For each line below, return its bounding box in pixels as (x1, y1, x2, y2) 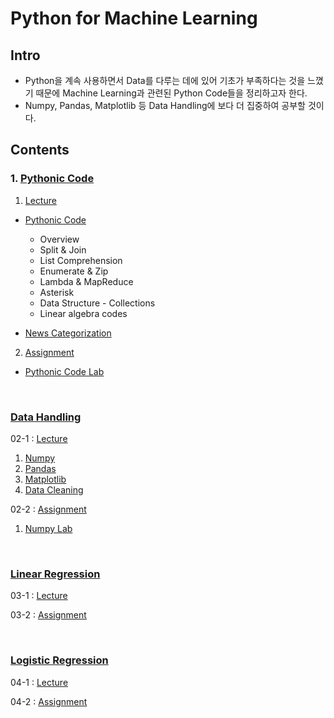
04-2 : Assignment (10, 695, 88, 707)
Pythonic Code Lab (24, 365, 105, 377)
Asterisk (39, 286, 75, 298)
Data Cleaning (24, 483, 84, 496)
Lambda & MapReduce (39, 275, 134, 287)
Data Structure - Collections (39, 297, 156, 309)
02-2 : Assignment (10, 503, 87, 515)
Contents (10, 142, 70, 159)
